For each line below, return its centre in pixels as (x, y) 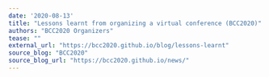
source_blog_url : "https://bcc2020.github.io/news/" (99, 61)
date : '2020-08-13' (41, 16)
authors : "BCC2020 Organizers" (61, 30)
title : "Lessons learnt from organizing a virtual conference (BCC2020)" (135, 23)
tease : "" (25, 38)
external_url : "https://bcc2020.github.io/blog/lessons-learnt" (119, 46)
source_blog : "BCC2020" (48, 53)
